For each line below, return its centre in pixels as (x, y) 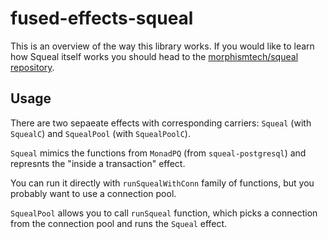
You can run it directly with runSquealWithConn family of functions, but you (162, 183)
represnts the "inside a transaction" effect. (98, 163)
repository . (32, 67)
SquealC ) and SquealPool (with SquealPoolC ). (100, 133)
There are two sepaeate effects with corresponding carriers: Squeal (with (161, 123)
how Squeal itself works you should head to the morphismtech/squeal (154, 56)
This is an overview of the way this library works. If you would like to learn (162, 46)
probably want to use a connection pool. (93, 193)
